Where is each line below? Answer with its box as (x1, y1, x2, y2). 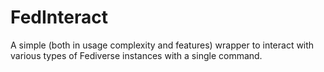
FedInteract (10, 6, 108, 29)
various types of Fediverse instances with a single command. (10, 49, 263, 61)
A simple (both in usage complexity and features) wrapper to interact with (10, 39, 315, 51)
